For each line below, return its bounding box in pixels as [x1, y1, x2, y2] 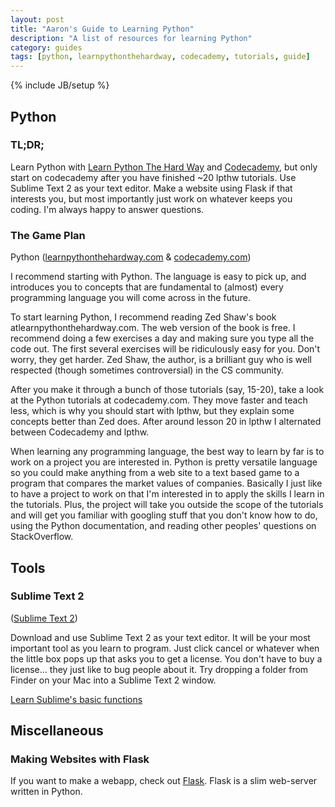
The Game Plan [10, 228, 86, 242]
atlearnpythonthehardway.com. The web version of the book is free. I [10, 322, 296, 334]
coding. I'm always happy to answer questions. [10, 203, 205, 215]
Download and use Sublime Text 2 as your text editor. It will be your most [10, 631, 311, 643]
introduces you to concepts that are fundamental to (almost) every [10, 281, 284, 293]
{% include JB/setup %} [10, 79, 110, 91]
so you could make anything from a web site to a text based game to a [10, 467, 300, 479]
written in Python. [10, 786, 83, 798]
